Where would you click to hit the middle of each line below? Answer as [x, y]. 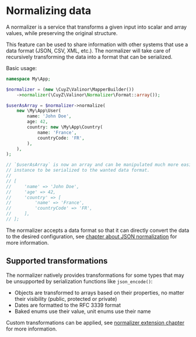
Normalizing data [49, 11]
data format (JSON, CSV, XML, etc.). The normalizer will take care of [88, 50]
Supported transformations [57, 261]
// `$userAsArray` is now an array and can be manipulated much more [92, 165]
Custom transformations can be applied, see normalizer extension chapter [95, 322]
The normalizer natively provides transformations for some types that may [95, 275]
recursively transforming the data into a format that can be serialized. [89, 57]
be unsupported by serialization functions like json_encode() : [79, 281]
